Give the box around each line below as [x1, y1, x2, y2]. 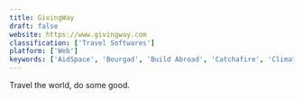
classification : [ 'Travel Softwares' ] [9, 38, 155, 48]
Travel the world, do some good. [9, 80, 131, 90]
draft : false [9, 22, 59, 31]
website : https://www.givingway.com [9, 30, 147, 39]
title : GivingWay [9, 13, 75, 22]
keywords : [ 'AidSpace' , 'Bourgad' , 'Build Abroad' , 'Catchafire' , [9, 55, 264, 64]
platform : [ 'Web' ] [9, 47, 78, 56]
